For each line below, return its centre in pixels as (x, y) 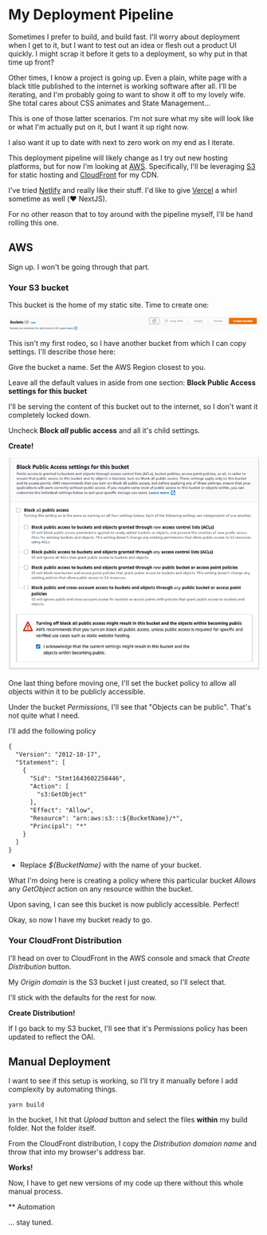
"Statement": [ (41, 763)
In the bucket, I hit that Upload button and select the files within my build (128, 1120)
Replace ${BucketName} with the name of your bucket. (110, 865)
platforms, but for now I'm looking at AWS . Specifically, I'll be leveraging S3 (132, 166)
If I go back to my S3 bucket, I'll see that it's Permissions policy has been (128, 1028)
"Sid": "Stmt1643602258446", (78, 779)
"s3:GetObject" (62, 795)
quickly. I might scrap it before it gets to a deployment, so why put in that (128, 53)
